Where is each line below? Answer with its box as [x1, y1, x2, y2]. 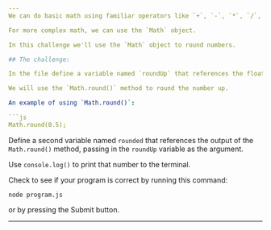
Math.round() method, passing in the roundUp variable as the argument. [8, 144, 244, 154]
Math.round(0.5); [8, 121, 67, 129]
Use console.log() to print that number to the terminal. [8, 159, 191, 169]
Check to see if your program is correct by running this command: [8, 175, 228, 185]
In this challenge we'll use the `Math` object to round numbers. [8, 41, 236, 49]
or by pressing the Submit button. [8, 204, 119, 214]
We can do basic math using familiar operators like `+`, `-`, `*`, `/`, [8, 11, 262, 20]
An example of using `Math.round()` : [8, 99, 135, 107]
